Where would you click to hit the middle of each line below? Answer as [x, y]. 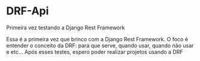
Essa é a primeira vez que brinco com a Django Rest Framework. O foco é [97, 39]
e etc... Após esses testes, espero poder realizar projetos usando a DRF [95, 51]
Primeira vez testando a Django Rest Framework [66, 28]
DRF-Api [28, 11]
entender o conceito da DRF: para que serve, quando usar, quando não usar [100, 45]
